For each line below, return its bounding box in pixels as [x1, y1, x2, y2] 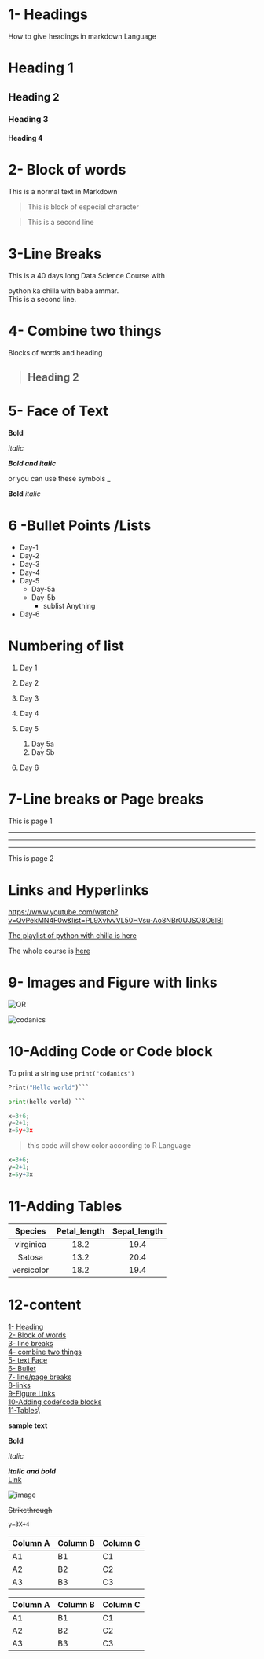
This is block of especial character [27, 202, 140, 212]
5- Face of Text [8, 403, 108, 420]
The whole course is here [8, 946, 90, 955]
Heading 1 [8, 59, 75, 77]
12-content [8, 1296, 82, 1314]
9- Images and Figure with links [8, 973, 218, 991]
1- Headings [8, 6, 88, 24]
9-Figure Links [8, 1389, 56, 1398]
